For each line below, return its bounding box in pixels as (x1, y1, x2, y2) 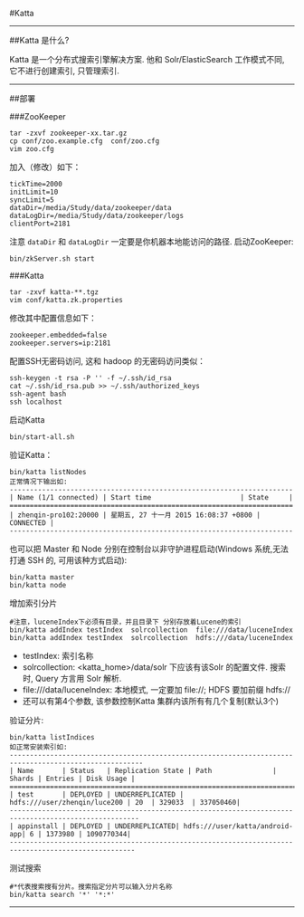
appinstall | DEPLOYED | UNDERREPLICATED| (17, 822, 180, 831)
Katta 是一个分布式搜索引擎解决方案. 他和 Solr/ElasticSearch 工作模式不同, (9, 54, 285, 64)
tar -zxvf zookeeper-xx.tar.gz (9, 129, 128, 138)
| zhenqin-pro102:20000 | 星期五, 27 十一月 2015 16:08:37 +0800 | (9, 511, 261, 520)
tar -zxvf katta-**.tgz (9, 288, 100, 297)
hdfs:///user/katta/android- (183, 822, 294, 831)
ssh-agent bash (9, 389, 67, 398)
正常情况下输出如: (9, 477, 68, 486)
